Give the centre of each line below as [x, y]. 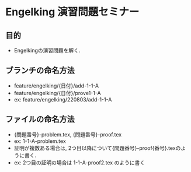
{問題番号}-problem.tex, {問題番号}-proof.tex [68, 134]
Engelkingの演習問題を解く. [47, 50]
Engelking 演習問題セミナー [72, 12]
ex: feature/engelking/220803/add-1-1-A [63, 99]
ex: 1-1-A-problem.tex [40, 141]
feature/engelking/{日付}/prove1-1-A [57, 93]
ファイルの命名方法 [40, 119]
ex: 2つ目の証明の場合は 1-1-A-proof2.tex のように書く [79, 162]
